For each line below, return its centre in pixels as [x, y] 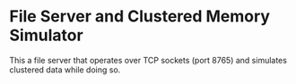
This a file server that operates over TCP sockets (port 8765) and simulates [148, 60]
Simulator [46, 35]
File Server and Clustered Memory [140, 17]
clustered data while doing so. [65, 70]
